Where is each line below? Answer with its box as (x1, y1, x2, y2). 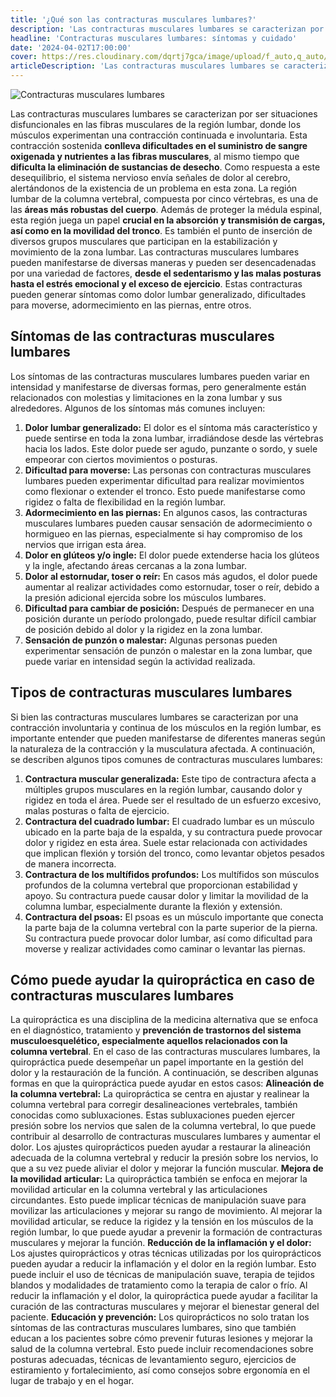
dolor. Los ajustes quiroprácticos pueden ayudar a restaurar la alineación (10, 1141, 311, 1153)
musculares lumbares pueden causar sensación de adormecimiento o (24, 517, 313, 529)
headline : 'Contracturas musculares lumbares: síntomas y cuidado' (10, 33, 298, 43)
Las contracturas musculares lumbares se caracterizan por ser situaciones (10, 108, 318, 120)
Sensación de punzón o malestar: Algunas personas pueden (24, 634, 278, 646)
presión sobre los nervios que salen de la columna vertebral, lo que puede (10, 1120, 317, 1132)
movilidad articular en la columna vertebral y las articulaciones (10, 1184, 268, 1196)
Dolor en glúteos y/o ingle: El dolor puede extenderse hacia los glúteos (24, 549, 320, 561)
